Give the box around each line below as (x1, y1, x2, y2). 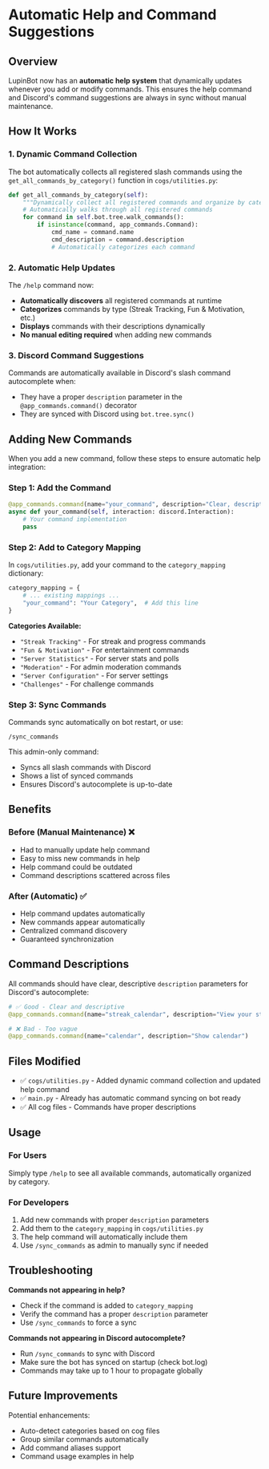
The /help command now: (8, 280, 94, 289)
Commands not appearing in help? (8, 1285, 126, 1294)
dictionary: (8, 569, 44, 578)
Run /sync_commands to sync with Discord (19, 1349, 155, 1358)
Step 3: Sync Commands (8, 699, 106, 710)
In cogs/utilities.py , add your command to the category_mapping (8, 560, 226, 570)
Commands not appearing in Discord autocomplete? (8, 1333, 186, 1342)
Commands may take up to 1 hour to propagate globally (19, 1366, 203, 1375)
